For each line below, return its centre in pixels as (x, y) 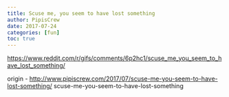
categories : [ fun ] (33, 32)
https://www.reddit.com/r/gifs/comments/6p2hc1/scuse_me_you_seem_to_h (115, 58)
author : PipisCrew (33, 20)
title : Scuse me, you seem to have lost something (81, 13)
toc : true (21, 39)
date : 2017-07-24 (32, 26)
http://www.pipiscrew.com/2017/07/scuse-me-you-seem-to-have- (123, 79)
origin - (18, 79)
